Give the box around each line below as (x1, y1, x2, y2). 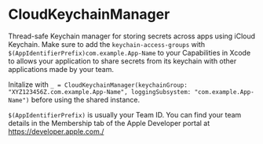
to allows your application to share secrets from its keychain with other (8, 56, 237, 66)
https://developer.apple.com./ (8, 127, 104, 136)
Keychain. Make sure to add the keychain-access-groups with (8, 39, 206, 49)
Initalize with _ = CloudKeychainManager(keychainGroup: (8, 80, 188, 89)
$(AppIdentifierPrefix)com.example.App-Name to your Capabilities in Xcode (8, 48, 251, 57)
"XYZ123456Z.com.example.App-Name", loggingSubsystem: (8, 88, 192, 95)
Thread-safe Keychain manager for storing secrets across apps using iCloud (8, 31, 256, 41)
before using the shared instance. (31, 95, 141, 104)
